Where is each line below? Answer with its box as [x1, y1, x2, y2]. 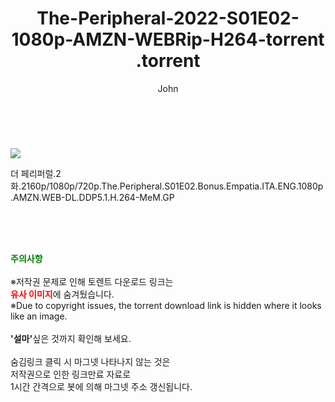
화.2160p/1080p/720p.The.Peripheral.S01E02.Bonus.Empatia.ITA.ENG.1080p [10, 180, 324, 192]
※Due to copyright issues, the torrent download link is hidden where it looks [10, 299, 322, 311]
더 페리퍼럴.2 [10, 167, 62, 179]
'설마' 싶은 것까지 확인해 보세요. [10, 332, 132, 344]
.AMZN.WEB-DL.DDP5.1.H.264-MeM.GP [10, 191, 175, 203]
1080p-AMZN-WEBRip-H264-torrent [11, 28, 325, 51]
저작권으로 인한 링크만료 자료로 [10, 368, 132, 380]
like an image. [10, 310, 68, 322]
